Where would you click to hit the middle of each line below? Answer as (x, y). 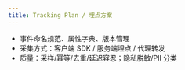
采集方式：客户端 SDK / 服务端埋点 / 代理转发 (92, 48)
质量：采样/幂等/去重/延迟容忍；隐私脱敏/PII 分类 (98, 58)
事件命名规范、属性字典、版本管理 (74, 38)
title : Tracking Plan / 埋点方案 (60, 15)
